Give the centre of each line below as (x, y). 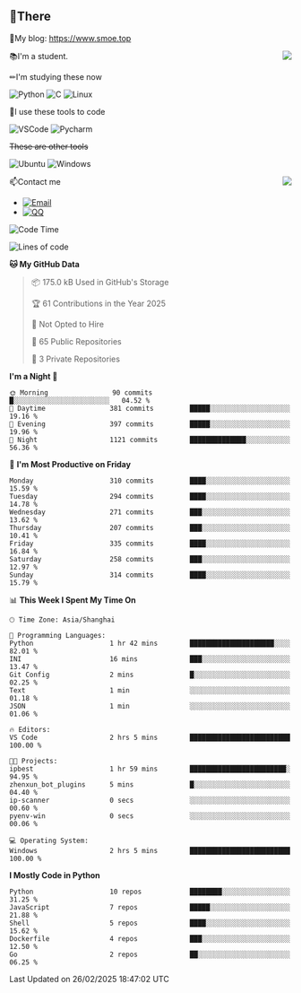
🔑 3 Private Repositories (76, 359)
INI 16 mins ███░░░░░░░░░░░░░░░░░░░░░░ (150, 659)
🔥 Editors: (30, 729)
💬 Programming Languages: (57, 635)
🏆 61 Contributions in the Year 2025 (99, 303)
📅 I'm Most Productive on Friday (70, 464)
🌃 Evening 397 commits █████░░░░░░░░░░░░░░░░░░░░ (150, 424)
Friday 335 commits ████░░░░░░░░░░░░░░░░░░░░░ (150, 544)
